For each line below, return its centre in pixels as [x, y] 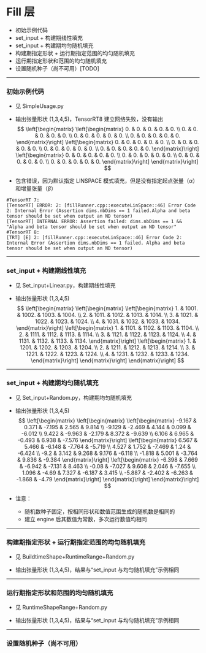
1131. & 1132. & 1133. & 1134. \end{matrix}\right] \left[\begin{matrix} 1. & [107, 341]
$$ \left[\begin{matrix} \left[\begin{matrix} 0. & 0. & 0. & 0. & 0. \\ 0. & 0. [108, 129]
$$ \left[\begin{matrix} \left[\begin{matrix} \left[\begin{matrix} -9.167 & [108, 421]
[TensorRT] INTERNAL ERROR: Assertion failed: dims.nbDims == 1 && [94, 222]
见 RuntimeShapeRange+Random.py [61, 608]
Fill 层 [21, 12]
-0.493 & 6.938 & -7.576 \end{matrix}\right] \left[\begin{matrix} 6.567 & [108, 440]
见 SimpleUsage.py [40, 106]
